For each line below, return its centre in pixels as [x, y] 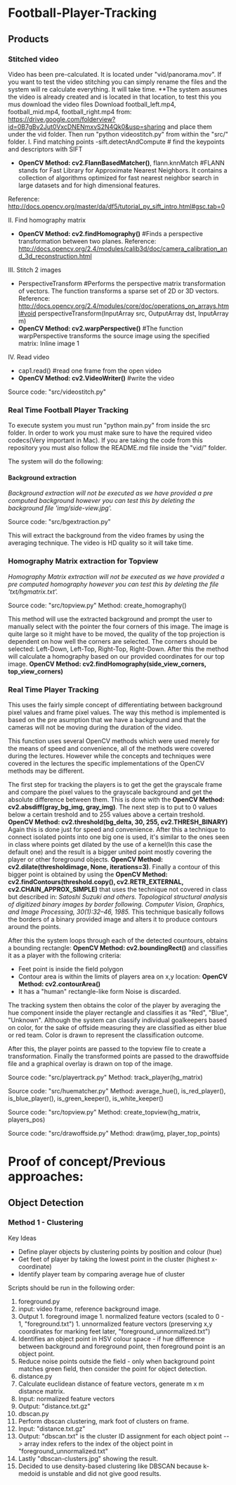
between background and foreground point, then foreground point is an [122, 1346]
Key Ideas [22, 1238]
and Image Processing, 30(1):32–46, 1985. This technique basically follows [116, 912]
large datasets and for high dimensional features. [89, 185]
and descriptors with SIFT [45, 149]
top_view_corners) [36, 671]
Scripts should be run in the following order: [72, 1288]
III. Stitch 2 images [35, 270]
